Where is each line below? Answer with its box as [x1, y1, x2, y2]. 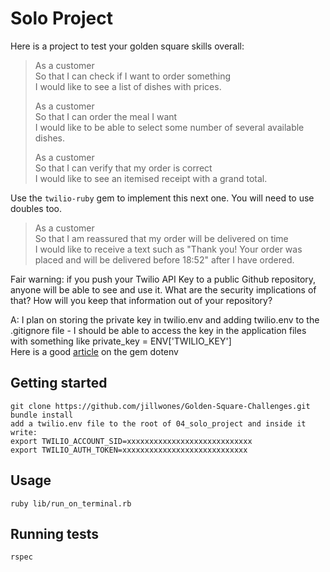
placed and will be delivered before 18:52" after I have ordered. [34, 253, 295, 266]
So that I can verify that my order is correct [34, 162, 213, 174]
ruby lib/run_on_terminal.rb [10, 498, 132, 509]
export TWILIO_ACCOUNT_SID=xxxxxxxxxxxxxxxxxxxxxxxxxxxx [10, 436, 253, 446]
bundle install [10, 410, 74, 420]
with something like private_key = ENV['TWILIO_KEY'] [10, 335, 232, 347]
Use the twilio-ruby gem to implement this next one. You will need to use [10, 192, 315, 204]
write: [10, 427, 38, 437]
